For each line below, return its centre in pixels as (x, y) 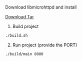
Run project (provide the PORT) (45, 45)
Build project (25, 26)
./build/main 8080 (24, 54)
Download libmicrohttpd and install (41, 7)
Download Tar (19, 17)
